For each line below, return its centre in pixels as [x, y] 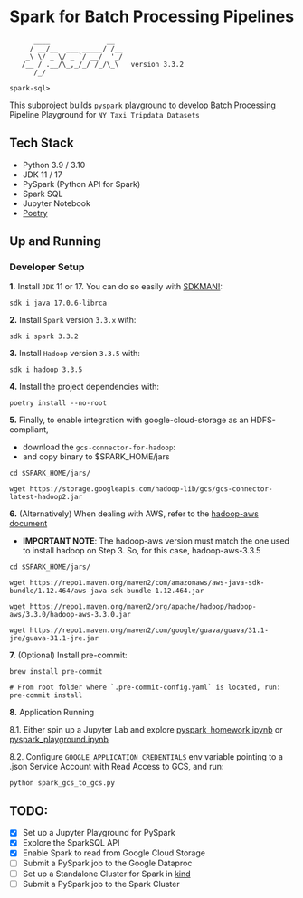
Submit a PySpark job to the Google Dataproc [107, 863]
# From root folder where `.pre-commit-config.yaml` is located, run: [145, 688]
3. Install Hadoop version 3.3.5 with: [75, 354]
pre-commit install [46, 695]
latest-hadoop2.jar [46, 497]
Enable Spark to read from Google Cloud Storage [114, 853]
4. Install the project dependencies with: [85, 387]
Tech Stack [42, 143]
